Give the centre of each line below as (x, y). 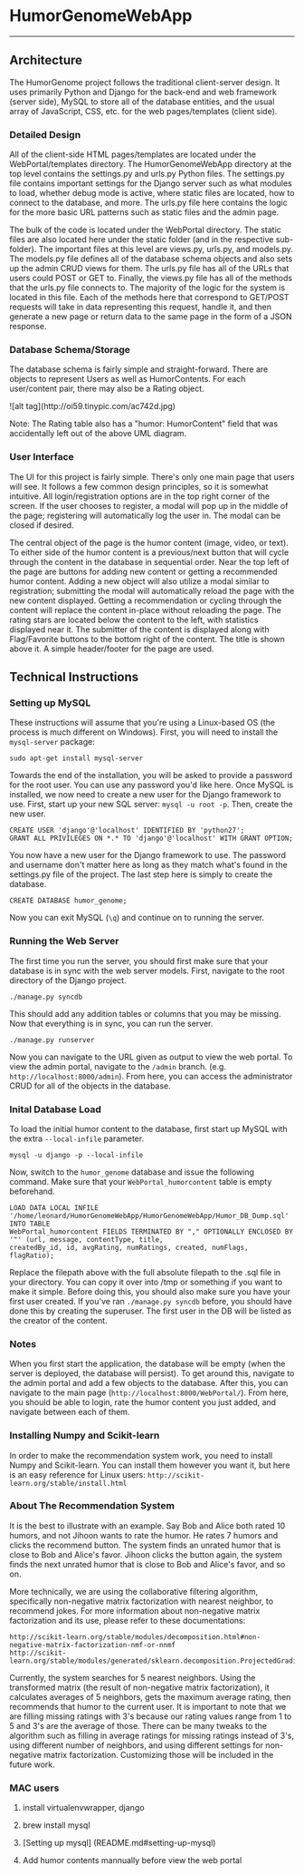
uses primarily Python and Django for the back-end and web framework (143, 92)
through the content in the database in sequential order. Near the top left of (149, 562)
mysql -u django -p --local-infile (76, 1155)
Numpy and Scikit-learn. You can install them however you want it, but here (150, 1465)
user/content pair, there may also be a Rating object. (107, 389)
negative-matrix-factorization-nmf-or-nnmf (93, 1645)
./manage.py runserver (52, 1040)
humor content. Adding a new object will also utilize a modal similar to (139, 581)
